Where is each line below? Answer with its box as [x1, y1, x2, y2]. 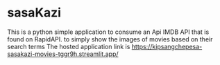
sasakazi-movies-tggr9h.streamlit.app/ [7, 50, 119, 58]
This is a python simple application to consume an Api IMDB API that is [7, 28, 210, 36]
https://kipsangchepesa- [131, 42, 203, 50]
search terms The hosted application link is [7, 42, 130, 50]
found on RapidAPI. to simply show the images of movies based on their [7, 35, 213, 43]
